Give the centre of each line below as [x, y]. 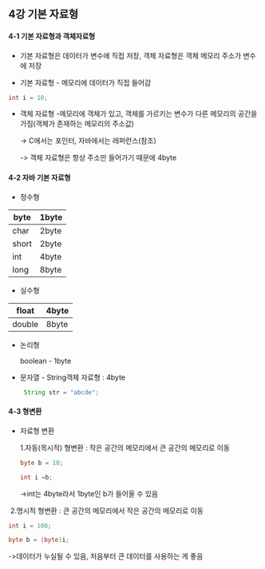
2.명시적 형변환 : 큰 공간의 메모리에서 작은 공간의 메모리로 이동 [107, 511]
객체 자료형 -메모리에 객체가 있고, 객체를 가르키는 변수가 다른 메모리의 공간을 [138, 113]
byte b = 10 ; [42, 463]
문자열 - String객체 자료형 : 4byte [73, 377]
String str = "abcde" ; [61, 392]
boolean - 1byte [45, 360]
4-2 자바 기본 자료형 [40, 177]
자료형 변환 [37, 431]
